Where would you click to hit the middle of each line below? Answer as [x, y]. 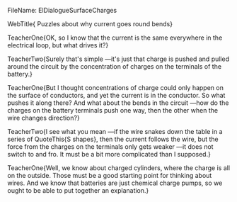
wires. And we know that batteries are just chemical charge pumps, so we [115, 183]
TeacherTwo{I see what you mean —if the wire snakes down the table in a [115, 131]
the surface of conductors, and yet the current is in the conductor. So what [116, 95]
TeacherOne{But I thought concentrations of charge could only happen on [116, 88]
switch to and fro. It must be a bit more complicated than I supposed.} [109, 154]
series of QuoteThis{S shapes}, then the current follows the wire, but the [113, 139]
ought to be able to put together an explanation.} [78, 190]
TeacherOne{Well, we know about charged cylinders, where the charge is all [119, 168]
